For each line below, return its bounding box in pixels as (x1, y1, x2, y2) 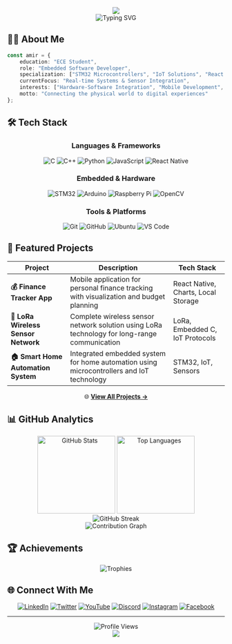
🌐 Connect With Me (7, 584, 94, 596)
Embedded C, (173, 324, 217, 334)
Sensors (173, 366, 200, 375)
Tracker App (10, 293, 53, 303)
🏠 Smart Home (10, 352, 63, 362)
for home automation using (70, 357, 157, 367)
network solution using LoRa (70, 320, 162, 330)
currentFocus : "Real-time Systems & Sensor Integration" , (19, 77, 190, 85)
